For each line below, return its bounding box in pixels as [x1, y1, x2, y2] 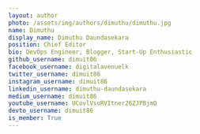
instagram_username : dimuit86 [8, 77, 108, 85]
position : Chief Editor [8, 41, 87, 49]
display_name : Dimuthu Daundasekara [8, 33, 129, 42]
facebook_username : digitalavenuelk [8, 63, 129, 71]
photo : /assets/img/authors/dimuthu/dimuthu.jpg [8, 19, 172, 27]
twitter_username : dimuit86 [8, 70, 101, 78]
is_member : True [8, 114, 62, 122]
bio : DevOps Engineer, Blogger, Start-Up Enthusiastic [8, 48, 193, 56]
